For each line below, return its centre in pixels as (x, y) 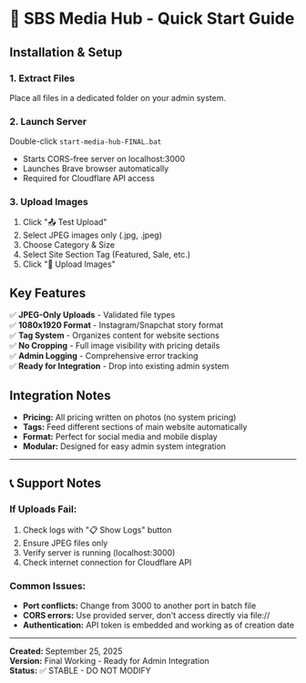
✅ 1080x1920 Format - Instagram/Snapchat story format (117, 325)
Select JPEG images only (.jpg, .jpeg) (92, 235)
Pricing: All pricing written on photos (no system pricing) (129, 417)
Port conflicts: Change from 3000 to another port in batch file (139, 606)
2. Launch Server (48, 121)
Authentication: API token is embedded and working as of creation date (158, 625)
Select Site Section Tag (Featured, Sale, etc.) (107, 255)
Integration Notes (60, 395)
